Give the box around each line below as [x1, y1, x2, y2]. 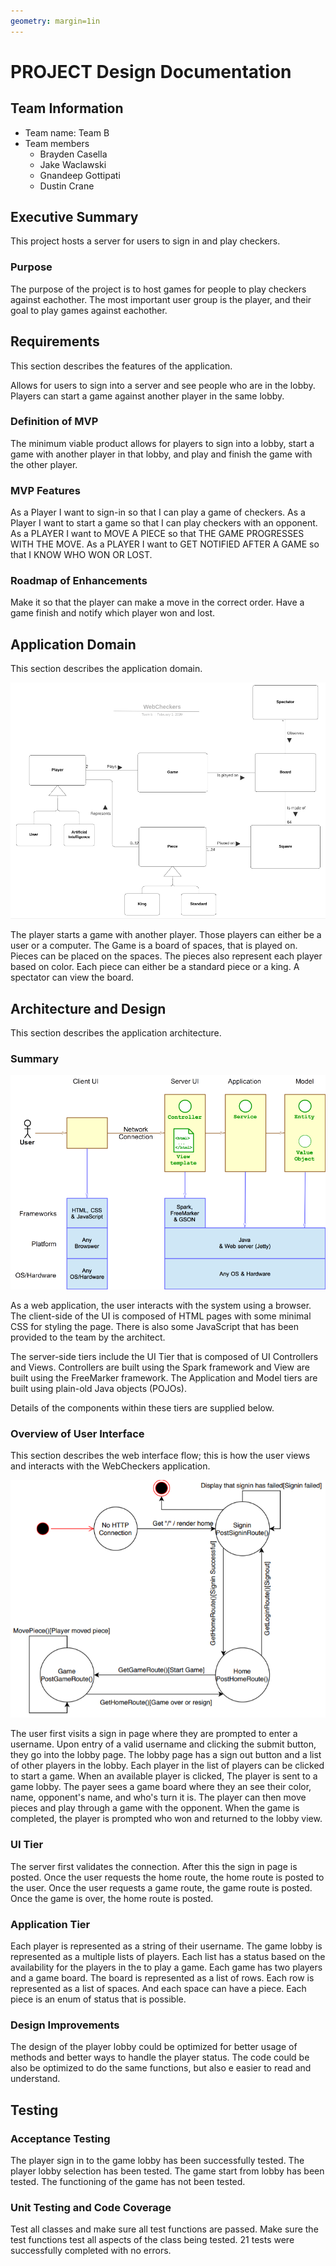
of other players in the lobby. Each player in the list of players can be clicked [10, 1760, 325, 1772]
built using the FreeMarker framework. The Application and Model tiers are [10, 1372, 318, 1384]
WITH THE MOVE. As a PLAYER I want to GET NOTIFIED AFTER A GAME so [10, 538, 320, 550]
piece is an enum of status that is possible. [10, 1993, 187, 2005]
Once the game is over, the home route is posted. [10, 1892, 214, 1904]
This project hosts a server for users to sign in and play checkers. [10, 235, 281, 247]
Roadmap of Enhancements [10, 574, 148, 588]
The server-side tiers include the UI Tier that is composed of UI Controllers [10, 1351, 319, 1363]
